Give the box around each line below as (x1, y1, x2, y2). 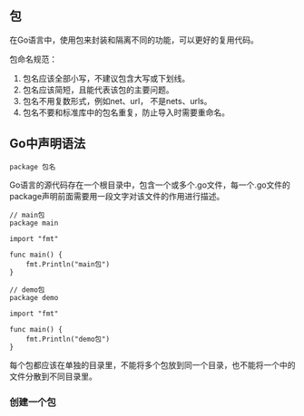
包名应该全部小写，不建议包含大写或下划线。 (22, 73, 191, 83)
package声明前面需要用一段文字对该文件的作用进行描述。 (9, 190, 225, 201)
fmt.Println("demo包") (25, 334, 111, 343)
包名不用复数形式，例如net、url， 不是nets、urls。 (22, 95, 212, 106)
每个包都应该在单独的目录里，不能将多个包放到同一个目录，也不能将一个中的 (9, 359, 296, 370)
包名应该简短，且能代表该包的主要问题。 (22, 84, 174, 95)
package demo (9, 293, 59, 302)
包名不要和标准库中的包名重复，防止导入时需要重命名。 (22, 107, 230, 118)
